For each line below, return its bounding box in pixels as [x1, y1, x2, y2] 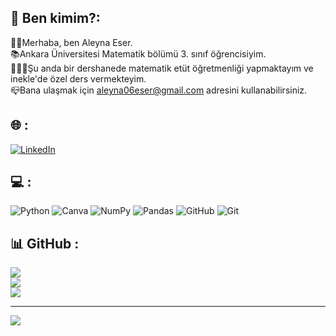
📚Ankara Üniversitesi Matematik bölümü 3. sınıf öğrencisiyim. [10, 47, 267, 60]
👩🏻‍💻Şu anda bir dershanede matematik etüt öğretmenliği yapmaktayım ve [10, 62, 314, 74]
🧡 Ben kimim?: [10, 10, 101, 27]
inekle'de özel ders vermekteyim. [10, 72, 147, 85]
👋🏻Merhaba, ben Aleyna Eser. [10, 36, 133, 48]
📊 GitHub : [10, 235, 80, 252]
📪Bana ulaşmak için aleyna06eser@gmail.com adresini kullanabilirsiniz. [10, 84, 308, 96]
